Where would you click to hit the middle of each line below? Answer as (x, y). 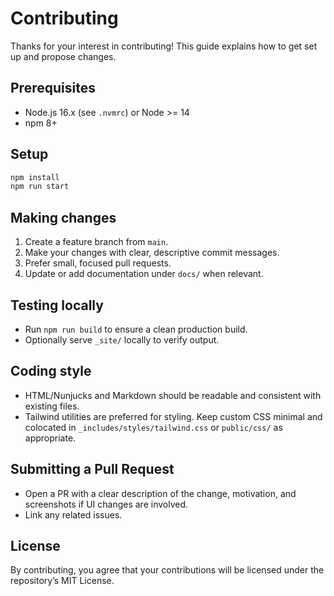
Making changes (63, 217)
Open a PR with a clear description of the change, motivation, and (160, 493)
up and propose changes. (63, 56)
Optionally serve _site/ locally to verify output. (122, 339)
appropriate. (50, 438)
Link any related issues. (73, 514)
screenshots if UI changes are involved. (106, 504)
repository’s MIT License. (62, 581)
